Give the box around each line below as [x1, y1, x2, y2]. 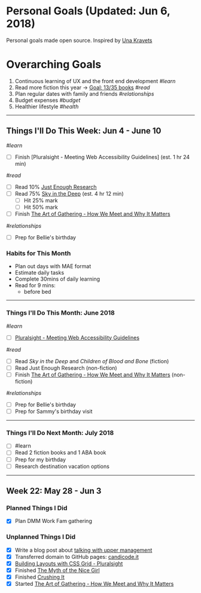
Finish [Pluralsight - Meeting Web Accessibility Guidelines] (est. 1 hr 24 [14, 153, 190, 160]
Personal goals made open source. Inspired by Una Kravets [6, 37, 153, 44]
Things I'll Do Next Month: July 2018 [6, 429, 114, 437]
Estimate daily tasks [14, 269, 65, 276]
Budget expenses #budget [14, 96, 81, 104]
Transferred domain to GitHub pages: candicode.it [14, 553, 139, 560]
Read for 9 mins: [14, 282, 56, 289]
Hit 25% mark [23, 196, 58, 204]
